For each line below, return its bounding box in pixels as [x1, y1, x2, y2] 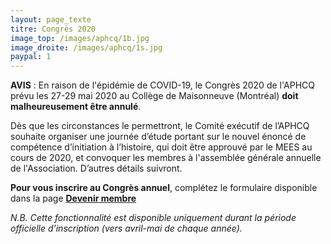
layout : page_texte [10, 14, 92, 25]
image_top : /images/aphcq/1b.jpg [10, 33, 150, 43]
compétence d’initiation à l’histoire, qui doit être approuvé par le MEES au [10, 141, 313, 153]
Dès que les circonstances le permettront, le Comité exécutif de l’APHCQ [10, 120, 310, 132]
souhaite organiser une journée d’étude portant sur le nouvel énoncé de [10, 131, 307, 143]
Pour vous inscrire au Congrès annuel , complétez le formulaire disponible [10, 182, 318, 194]
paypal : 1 [10, 52, 52, 62]
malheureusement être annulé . [10, 101, 142, 113]
